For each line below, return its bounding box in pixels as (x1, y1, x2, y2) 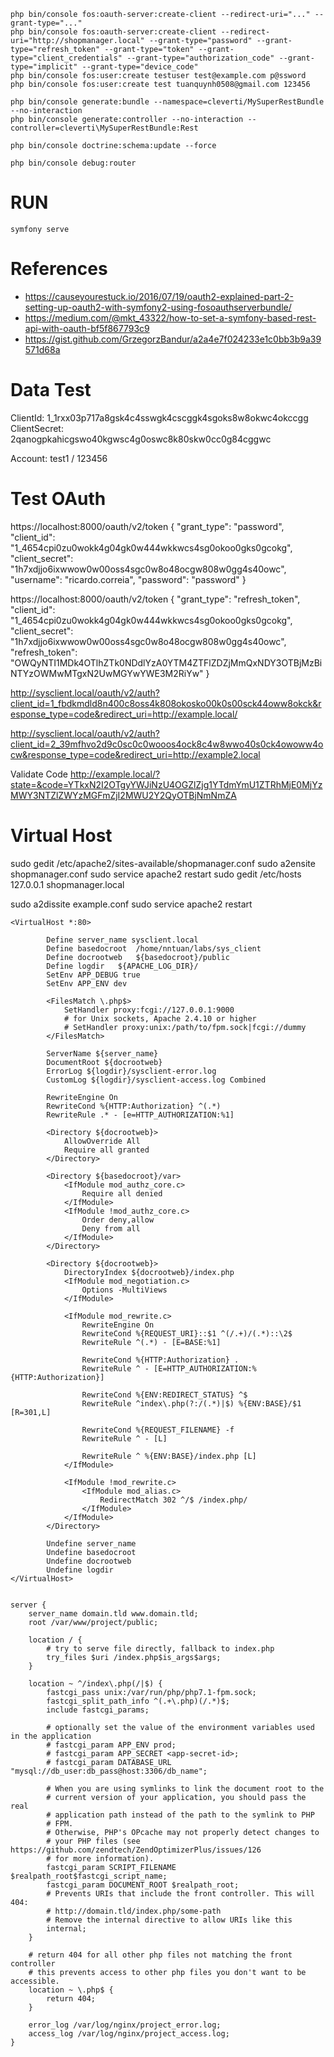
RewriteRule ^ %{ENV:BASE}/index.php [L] (81, 1451, 257, 1461)
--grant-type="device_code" (81, 62, 199, 72)
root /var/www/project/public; (28, 1617, 159, 1627)
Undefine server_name (46, 1538, 137, 1549)
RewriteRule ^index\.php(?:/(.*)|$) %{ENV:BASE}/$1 (81, 1398, 302, 1409)
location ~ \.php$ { (28, 1985, 114, 1995)
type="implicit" (10, 62, 78, 72)
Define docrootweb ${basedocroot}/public (46, 952, 230, 962)
